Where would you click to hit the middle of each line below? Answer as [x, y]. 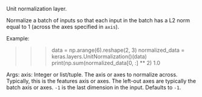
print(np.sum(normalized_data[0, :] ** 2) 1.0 [106, 63]
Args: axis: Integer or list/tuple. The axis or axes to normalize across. [92, 74]
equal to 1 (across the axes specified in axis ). [63, 27]
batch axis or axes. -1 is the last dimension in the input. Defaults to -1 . [94, 87]
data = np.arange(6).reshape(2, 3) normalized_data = [118, 50]
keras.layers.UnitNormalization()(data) [99, 56]
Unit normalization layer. [37, 9]
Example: [18, 38]
